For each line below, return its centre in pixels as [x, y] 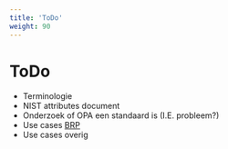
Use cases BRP [51, 125]
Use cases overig [55, 135]
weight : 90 [30, 26]
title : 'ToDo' [36, 18]
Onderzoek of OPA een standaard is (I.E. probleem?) [121, 115]
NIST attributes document [71, 106]
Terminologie [47, 96]
